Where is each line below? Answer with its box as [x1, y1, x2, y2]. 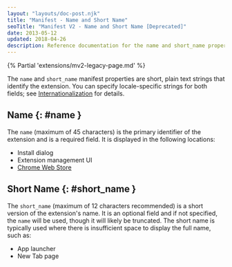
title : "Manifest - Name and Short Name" [7, 17, 128, 24]
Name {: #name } [7, 109, 82, 121]
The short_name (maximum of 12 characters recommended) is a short [7, 201, 204, 210]
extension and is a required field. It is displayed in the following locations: [7, 135, 215, 143]
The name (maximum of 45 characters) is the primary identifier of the [7, 127, 202, 136]
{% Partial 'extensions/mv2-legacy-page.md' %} [7, 62, 146, 69]
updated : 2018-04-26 [7, 36, 67, 43]
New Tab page [17, 252, 59, 260]
